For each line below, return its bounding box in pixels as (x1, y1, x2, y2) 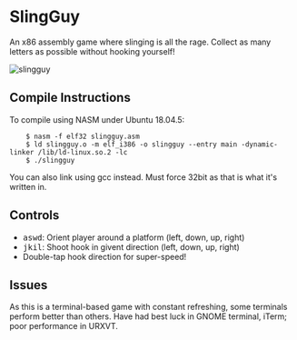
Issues (9, 277, 48, 293)
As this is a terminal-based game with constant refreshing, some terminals (9, 302, 288, 313)
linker (9, 147, 35, 156)
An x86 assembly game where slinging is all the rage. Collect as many (9, 36, 272, 47)
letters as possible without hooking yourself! (9, 45, 175, 56)
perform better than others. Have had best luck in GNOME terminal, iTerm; (9, 311, 288, 322)
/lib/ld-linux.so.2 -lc (37, 147, 128, 156)
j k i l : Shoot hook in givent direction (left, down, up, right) (22, 241, 241, 252)
